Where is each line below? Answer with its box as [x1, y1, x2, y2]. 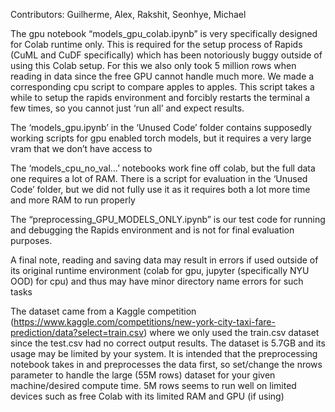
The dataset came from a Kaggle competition [10, 305, 197, 317]
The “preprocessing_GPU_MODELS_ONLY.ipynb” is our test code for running [10, 214, 326, 225]
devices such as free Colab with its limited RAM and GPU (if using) [10, 390, 285, 402]
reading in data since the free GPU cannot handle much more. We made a [10, 70, 315, 82]
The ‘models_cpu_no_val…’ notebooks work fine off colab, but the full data [10, 162, 316, 174]
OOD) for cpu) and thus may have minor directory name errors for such [10, 275, 304, 287]
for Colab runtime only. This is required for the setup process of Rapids [10, 39, 303, 50]
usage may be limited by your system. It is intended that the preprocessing [10, 348, 318, 359]
